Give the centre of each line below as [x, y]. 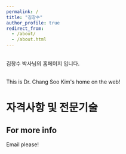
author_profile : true [33, 23]
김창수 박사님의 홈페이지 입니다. [43, 64]
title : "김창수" [24, 17]
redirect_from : [25, 28]
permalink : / [22, 12]
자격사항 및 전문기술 [52, 108]
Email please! [22, 144]
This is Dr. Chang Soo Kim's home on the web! [63, 82]
